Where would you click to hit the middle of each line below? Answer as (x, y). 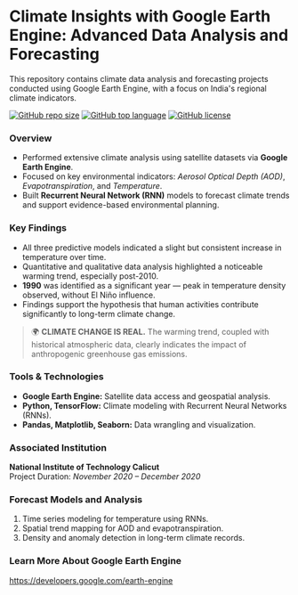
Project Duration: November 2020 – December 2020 (105, 477)
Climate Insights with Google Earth (140, 16)
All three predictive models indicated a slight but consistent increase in (152, 248)
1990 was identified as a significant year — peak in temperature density (154, 285)
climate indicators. (43, 98)
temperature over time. (64, 257)
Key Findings (38, 228)
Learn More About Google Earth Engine (96, 561)
